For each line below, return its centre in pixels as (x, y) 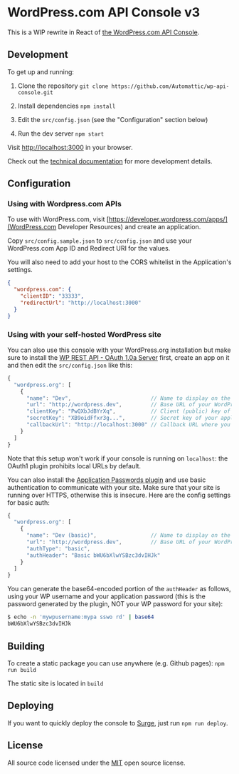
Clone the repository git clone (63, 86)
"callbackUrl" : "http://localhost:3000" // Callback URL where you (128, 425)
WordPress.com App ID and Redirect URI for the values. (89, 248)
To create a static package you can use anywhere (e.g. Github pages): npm (116, 663)
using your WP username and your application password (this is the (107, 596)
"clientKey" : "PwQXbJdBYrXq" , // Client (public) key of (128, 411)
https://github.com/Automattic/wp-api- (170, 86)
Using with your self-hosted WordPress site (84, 334)
